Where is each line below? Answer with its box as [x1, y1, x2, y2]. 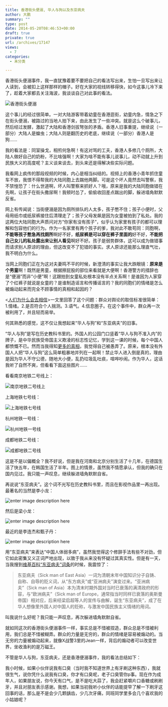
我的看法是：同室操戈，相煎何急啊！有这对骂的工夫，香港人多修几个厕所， [5, 147, 158, 153]
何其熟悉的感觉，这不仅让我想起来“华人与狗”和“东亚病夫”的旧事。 [5, 320, 140, 326]
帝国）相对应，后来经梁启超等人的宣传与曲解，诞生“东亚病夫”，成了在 [17, 597, 162, 603]
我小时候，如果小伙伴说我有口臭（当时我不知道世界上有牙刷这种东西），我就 [5, 665, 161, 671]
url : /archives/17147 [5, 40, 50, 45]
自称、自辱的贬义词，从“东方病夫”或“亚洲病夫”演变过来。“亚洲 [17, 578, 146, 584]
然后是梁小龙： [5, 508, 36, 514]
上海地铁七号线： [5, 394, 40, 400]
